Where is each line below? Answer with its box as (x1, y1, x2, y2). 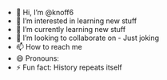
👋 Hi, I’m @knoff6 (15, 8, 74, 17)
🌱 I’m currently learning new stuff (15, 25, 126, 34)
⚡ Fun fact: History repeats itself (15, 62, 122, 72)
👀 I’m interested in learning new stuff (15, 16, 137, 26)
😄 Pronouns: (15, 54, 60, 63)
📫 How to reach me (15, 42, 82, 51)
